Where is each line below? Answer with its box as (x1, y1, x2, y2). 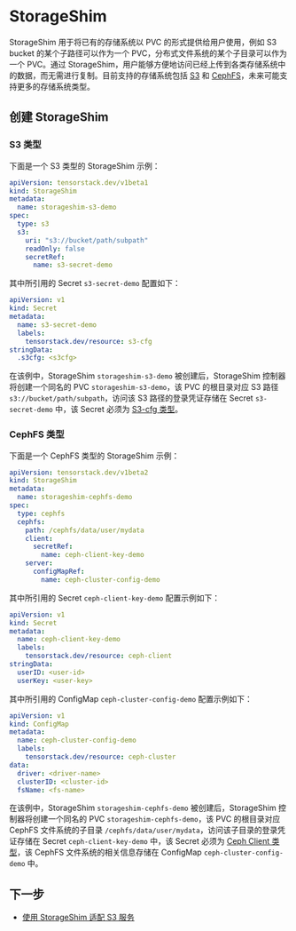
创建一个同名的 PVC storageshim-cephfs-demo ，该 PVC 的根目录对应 (32, 814, 281, 824)
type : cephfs (17, 509, 66, 518)
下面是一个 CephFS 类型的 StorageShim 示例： (9, 450, 180, 461)
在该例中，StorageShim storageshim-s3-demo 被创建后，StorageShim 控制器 (9, 370, 286, 381)
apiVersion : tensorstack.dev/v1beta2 (9, 468, 149, 477)
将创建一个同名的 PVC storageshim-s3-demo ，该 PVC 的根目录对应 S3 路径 (9, 382, 279, 393)
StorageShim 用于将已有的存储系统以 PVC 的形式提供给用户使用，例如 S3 (9, 36, 277, 47)
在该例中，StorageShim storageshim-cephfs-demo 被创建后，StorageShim (9, 802, 277, 814)
